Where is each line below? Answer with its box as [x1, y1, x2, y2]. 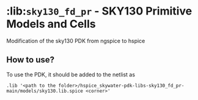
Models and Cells [6, 17, 96, 31]
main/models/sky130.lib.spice [6, 88, 84, 94]
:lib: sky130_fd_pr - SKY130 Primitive [6, 4, 193, 18]
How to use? [6, 55, 55, 65]
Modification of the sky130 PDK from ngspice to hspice [6, 37, 145, 44]
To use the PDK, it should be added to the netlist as [6, 71, 136, 78]
